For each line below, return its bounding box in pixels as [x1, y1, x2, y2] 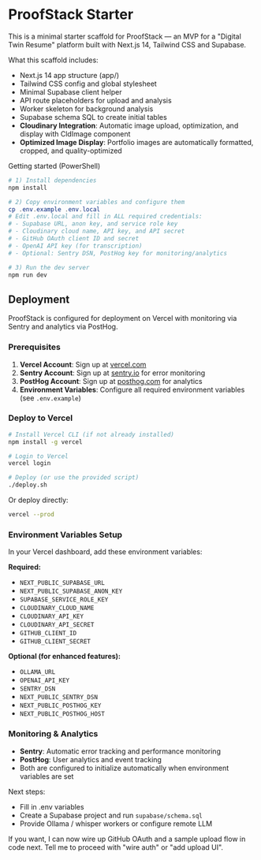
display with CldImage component [19, 128, 131, 139]
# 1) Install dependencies [8, 176, 97, 184]
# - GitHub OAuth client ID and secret [8, 235, 140, 243]
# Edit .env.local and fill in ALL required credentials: [8, 213, 203, 221]
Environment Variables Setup [8, 529, 123, 540]
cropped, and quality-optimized [19, 146, 122, 155]
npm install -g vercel [8, 437, 83, 446]
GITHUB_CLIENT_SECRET [19, 638, 91, 646]
